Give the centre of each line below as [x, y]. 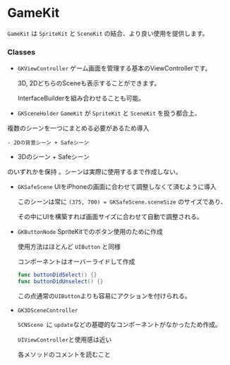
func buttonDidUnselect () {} [60, 282]
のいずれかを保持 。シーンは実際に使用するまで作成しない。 [95, 172]
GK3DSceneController [48, 310]
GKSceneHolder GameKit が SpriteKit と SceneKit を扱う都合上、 [109, 113]
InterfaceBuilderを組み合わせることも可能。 [81, 98]
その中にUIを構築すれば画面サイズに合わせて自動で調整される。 [110, 217]
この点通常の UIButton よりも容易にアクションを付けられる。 [104, 296]
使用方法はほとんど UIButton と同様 [69, 247]
